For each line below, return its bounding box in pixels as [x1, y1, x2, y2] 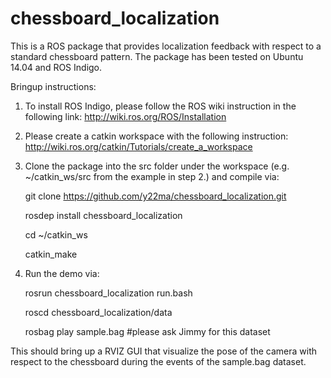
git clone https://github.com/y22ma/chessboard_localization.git [24, 190, 287, 202]
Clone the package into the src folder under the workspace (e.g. [24, 160, 290, 172]
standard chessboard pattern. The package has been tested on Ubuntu [10, 50, 304, 62]
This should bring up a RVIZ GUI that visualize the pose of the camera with [10, 345, 318, 357]
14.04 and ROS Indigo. [10, 61, 103, 73]
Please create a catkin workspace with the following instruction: [24, 130, 289, 142]
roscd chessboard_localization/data [24, 306, 173, 318]
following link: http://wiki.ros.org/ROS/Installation [24, 110, 227, 122]
